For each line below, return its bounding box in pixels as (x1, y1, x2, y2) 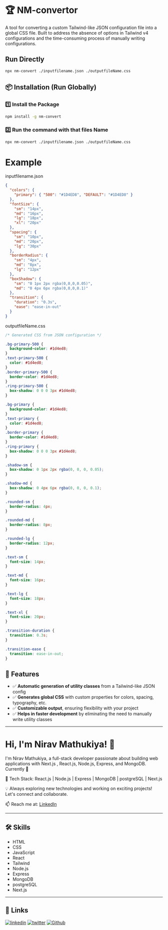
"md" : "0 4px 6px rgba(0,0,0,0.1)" (14, 285, 88, 291)
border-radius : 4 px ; (9, 504, 52, 509)
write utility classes (12, 716, 52, 722)
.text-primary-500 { (5, 356, 48, 361)
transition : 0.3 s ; (9, 633, 48, 638)
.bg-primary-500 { (5, 342, 43, 347)
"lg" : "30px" (14, 244, 41, 249)
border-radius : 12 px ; (9, 541, 55, 546)
